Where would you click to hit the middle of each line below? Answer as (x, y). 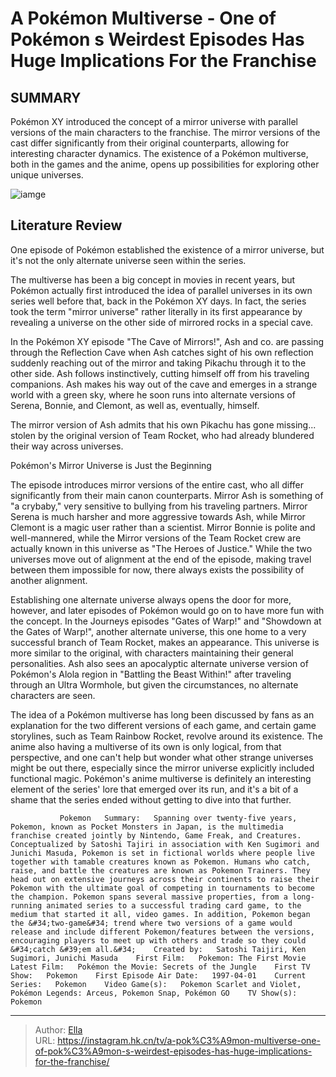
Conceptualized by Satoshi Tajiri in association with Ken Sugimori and (165, 844)
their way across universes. (67, 446)
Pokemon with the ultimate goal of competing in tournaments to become (162, 888)
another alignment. (49, 580)
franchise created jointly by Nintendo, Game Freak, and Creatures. (156, 835)
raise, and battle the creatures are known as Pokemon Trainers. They (160, 870)
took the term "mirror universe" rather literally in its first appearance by (156, 311)
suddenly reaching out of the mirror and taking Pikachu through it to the (158, 363)
